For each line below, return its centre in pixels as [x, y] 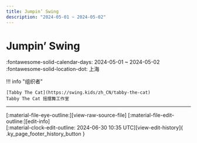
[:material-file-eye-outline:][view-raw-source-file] [67, 115]
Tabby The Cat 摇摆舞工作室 [38, 99]
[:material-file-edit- [151, 115]
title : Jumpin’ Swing [33, 11]
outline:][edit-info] [28, 121]
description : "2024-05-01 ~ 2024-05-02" [56, 17]
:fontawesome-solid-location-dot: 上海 [53, 69]
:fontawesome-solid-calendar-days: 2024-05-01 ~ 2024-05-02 [83, 62]
